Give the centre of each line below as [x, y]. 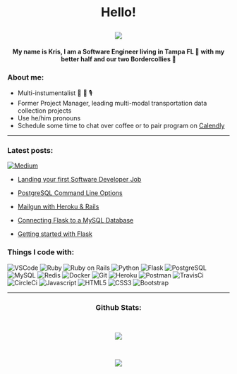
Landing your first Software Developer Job [79, 180]
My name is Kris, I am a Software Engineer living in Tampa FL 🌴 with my [119, 51]
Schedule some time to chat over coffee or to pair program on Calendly [121, 126]
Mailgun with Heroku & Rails [58, 207]
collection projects [44, 111]
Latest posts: [30, 150]
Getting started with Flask [55, 234]
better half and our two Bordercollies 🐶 [119, 59]
